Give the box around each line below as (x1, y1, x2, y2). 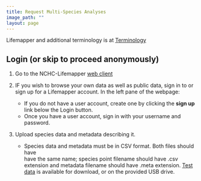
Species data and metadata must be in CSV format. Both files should (23, 142, 194, 150)
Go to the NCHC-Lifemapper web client (14, 70, 113, 77)
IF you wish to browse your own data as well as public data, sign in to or (14, 82, 194, 89)
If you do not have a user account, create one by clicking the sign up (23, 100, 195, 107)
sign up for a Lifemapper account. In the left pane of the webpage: (14, 88, 180, 95)
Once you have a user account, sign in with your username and (23, 113, 181, 120)
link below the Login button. (23, 106, 93, 113)
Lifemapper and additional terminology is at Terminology (6, 37, 146, 44)
